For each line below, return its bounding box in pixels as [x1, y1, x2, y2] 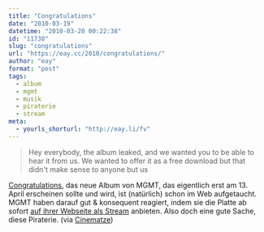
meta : [8, 118, 27, 126]
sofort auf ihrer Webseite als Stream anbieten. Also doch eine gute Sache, [8, 206, 256, 216]
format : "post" [8, 65, 60, 73]
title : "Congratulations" [8, 11, 96, 20]
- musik [15, 95, 42, 103]
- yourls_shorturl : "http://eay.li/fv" [15, 125, 151, 133]
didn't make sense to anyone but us [28, 164, 149, 174]
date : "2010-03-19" [8, 19, 75, 28]
